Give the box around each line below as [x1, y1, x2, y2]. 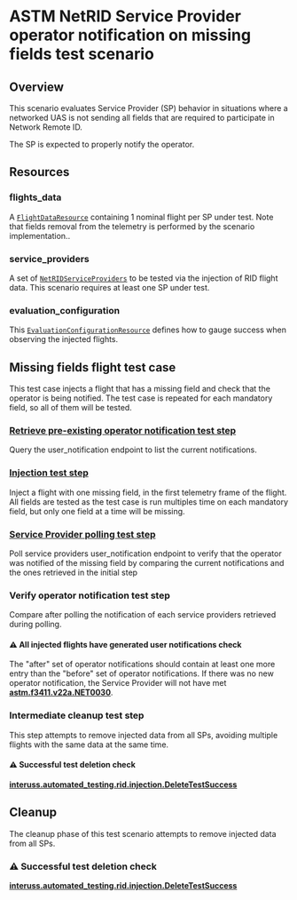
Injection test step [9, 466, 89, 479]
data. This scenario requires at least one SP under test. [9, 282, 210, 292]
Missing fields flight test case [9, 360, 176, 375]
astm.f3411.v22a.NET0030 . [9, 687, 113, 698]
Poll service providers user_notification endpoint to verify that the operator [9, 548, 282, 559]
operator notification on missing [9, 25, 251, 45]
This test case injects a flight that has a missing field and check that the [9, 384, 270, 394]
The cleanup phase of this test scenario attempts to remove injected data [9, 828, 277, 839]
